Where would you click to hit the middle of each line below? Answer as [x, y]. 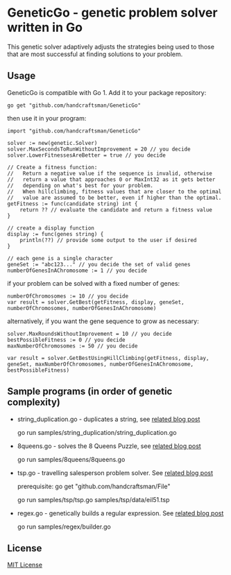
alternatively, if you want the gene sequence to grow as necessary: [103, 321]
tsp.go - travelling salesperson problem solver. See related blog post [115, 472]
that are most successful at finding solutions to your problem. [95, 54]
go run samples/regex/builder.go [64, 526]
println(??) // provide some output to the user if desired [108, 240]
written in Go [45, 27]
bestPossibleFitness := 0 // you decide [67, 340]
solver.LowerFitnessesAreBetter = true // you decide [87, 155]
